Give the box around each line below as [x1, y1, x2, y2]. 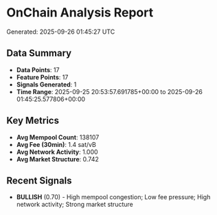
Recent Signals [6, 174, 73, 186]
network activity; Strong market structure [16, 201, 133, 209]
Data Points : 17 [16, 65, 60, 73]
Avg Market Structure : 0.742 [16, 155, 99, 163]
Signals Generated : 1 [16, 80, 77, 89]
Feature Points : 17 [16, 73, 69, 81]
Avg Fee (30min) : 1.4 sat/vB [16, 140, 97, 148]
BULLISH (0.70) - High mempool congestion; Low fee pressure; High [16, 193, 211, 201]
